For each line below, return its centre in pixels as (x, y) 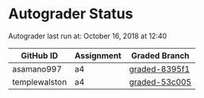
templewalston (40, 82)
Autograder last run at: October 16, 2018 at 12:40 (88, 36)
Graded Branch (160, 55)
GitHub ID (40, 55)
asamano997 (37, 69)
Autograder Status (71, 14)
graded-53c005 (160, 82)
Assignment (98, 55)
